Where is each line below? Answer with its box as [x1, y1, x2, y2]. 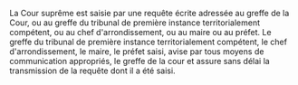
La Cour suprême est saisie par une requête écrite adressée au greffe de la [9, 8, 290, 18]
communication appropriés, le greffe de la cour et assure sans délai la [9, 56, 270, 66]
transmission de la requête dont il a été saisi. [9, 65, 176, 76]
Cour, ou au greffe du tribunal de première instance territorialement [9, 17, 261, 28]
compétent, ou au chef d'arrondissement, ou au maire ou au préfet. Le [9, 27, 272, 37]
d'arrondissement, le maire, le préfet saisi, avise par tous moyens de [9, 46, 264, 57]
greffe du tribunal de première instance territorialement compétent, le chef [9, 36, 288, 47]
